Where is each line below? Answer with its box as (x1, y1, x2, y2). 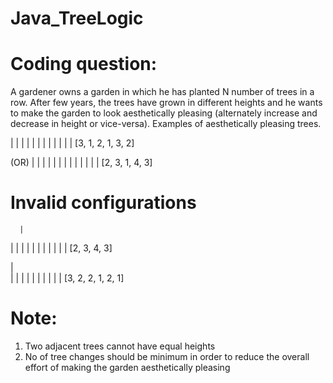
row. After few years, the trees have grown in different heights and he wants (10, 97, 323, 109)
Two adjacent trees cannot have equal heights (24, 340, 216, 352)
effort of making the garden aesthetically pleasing (24, 362, 231, 373)
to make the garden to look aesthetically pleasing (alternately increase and (10, 107, 318, 119)
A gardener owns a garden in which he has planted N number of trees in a (10, 86, 315, 98)
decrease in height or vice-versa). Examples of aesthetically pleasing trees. (10, 118, 322, 130)
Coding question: (10, 53, 158, 76)
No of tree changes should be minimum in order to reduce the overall (24, 351, 310, 362)
